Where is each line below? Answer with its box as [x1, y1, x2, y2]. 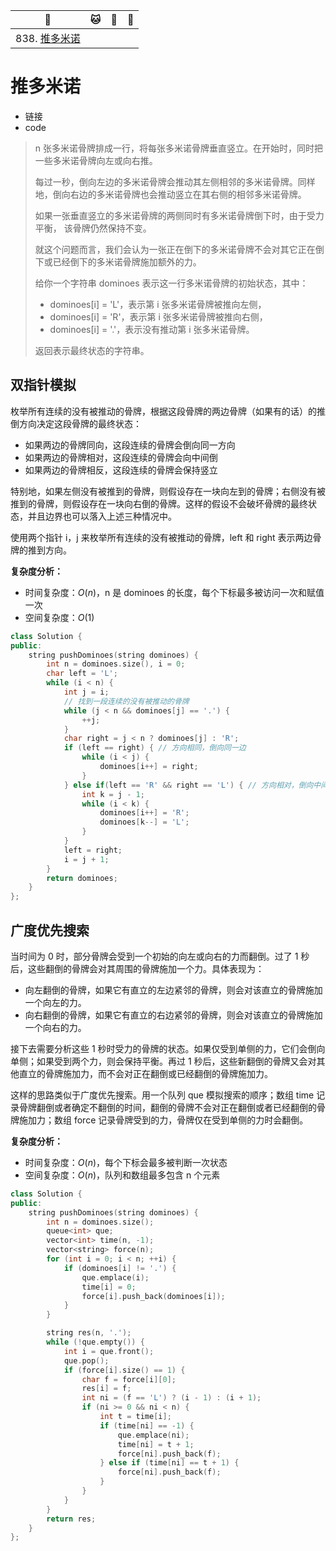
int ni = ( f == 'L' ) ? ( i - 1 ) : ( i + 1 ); [81, 1393, 262, 1403]
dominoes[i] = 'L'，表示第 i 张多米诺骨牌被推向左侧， [49, 298, 267, 310]
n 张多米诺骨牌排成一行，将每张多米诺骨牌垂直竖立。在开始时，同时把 [34, 142, 324, 154]
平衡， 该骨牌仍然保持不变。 [34, 222, 152, 234]
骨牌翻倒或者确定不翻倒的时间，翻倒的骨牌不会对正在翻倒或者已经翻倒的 [18, 1101, 317, 1113]
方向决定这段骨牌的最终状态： [18, 417, 142, 429]
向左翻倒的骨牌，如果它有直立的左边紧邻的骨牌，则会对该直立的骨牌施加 [24, 984, 323, 996]
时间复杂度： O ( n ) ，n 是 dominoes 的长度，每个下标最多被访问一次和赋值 [24, 586, 325, 598]
